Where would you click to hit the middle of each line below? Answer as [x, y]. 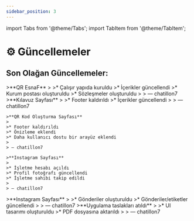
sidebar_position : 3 [31, 11]
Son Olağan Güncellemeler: [57, 73]
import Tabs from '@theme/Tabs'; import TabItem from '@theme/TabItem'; [96, 28]
